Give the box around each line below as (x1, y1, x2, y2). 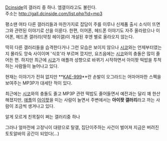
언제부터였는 (137, 44, 162, 50)
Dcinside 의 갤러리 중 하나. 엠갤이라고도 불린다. (5, 4, 97, 10)
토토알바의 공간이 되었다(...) (5, 130, 59, 136)
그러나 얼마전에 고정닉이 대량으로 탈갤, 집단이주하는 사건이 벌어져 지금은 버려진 (5, 124, 159, 130)
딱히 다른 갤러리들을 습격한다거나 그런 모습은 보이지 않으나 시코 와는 (5, 44, 136, 50)
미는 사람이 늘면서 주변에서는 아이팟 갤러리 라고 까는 (54, 97, 155, 102)
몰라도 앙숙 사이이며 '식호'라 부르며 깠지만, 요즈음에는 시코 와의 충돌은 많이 (10, 50, 155, 56)
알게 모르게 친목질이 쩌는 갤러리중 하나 (5, 114, 80, 119)
